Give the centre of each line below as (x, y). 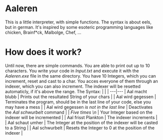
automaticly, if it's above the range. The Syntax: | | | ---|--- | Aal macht (76, 91)
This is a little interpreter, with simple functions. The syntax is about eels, (78, 22)
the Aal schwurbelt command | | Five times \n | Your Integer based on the (79, 112)
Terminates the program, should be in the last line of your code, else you (78, 102)
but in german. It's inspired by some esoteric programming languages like (79, 27)
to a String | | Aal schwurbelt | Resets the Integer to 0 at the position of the (80, 128)
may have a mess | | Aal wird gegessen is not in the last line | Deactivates (79, 107)
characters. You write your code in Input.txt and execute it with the (72, 71)
